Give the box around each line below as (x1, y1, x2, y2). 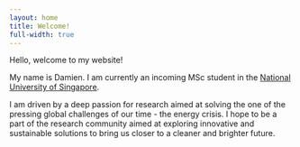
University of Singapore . (9, 82, 100, 93)
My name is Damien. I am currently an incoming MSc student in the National (9, 72, 291, 83)
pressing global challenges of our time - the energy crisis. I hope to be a (9, 109, 277, 120)
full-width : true (9, 30, 75, 39)
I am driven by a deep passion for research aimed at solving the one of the (9, 99, 286, 110)
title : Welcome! (9, 22, 70, 31)
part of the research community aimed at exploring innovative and (9, 118, 255, 129)
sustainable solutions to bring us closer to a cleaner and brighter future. (9, 128, 276, 139)
